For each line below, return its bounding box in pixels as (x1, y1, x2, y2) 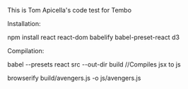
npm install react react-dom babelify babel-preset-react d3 (7, 33, 180, 41)
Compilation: (7, 47, 45, 55)
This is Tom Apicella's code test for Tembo (7, 6, 132, 14)
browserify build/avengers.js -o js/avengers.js (7, 74, 141, 82)
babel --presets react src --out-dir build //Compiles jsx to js (7, 60, 182, 69)
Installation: (7, 20, 41, 27)
